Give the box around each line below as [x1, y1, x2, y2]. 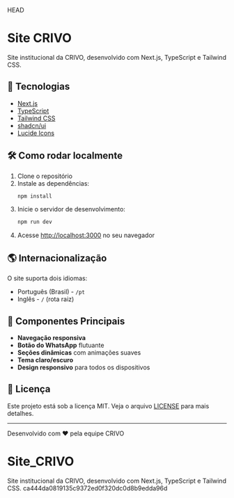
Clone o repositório [17, 172, 73, 180]
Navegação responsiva [17, 333, 86, 342]
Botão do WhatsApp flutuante [17, 341, 104, 349]
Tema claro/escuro [17, 355, 74, 364]
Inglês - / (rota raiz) [17, 295, 75, 303]
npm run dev [17, 218, 52, 225]
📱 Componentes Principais [7, 315, 125, 327]
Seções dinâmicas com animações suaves [17, 348, 141, 357]
